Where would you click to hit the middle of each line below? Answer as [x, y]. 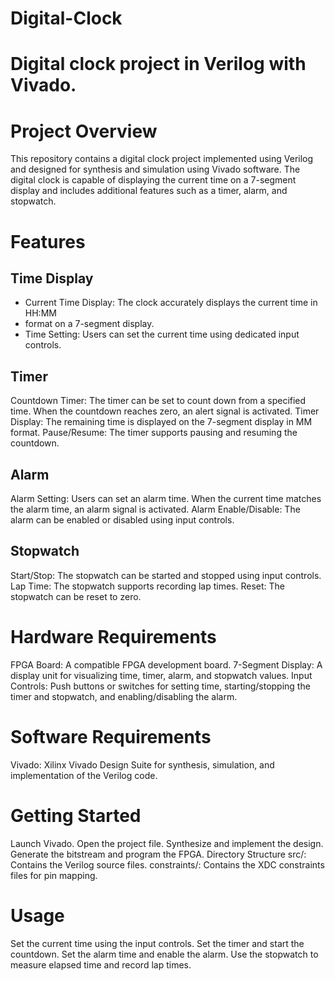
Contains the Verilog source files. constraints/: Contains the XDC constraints [167, 864]
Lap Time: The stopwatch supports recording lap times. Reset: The [147, 586]
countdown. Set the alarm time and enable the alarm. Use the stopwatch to [164, 954]
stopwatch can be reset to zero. [76, 596]
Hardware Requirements [113, 636]
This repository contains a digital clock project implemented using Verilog [162, 159]
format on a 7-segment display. [89, 324]
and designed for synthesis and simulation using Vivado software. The [155, 169]
